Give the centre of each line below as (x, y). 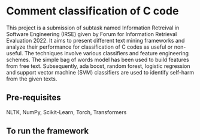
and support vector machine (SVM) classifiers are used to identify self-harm (100, 72)
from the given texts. (32, 79)
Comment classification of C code (93, 11)
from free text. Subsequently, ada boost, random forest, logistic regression (98, 66)
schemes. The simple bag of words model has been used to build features (98, 59)
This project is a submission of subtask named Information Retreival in (93, 28)
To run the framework (47, 131)
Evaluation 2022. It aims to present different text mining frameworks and (96, 40)
